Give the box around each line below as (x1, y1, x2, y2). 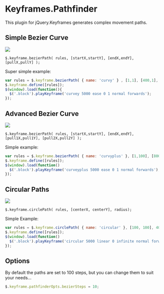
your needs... (5, 275, 32, 281)
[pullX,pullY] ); (5, 60, 41, 65)
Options (5, 257, 30, 265)
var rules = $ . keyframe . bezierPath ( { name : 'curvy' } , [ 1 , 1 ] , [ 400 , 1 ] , (5, 78, 159, 83)
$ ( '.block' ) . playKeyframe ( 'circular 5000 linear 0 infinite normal (9, 239, 150, 244)
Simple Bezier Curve (5, 34, 68, 42)
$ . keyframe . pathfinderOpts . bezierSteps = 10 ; (5, 284, 99, 289)
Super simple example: (5, 68, 51, 74)
